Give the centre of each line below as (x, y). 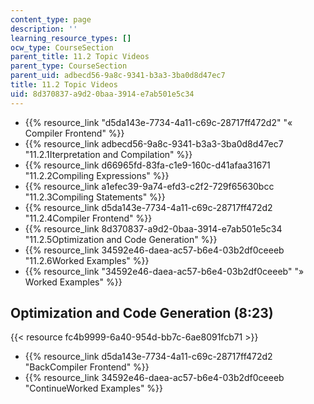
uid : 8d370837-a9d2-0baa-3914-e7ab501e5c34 (102, 94)
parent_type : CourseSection (69, 66)
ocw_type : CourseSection (62, 47)
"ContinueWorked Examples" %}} (94, 388)
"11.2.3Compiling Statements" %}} (95, 197)
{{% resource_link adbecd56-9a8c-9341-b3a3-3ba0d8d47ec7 (154, 143)
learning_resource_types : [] (71, 38)
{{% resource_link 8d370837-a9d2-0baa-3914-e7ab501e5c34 (153, 228)
